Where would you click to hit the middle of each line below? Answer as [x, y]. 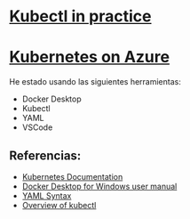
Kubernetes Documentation [72, 176]
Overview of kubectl [59, 205]
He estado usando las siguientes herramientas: [95, 82]
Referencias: [45, 155]
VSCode [37, 127]
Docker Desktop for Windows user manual [99, 186]
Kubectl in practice [81, 16]
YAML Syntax [47, 195]
